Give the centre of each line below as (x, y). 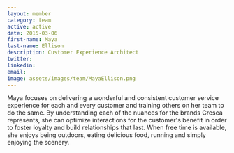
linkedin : (22, 65)
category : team (29, 20)
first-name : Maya (32, 40)
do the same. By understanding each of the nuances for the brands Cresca (115, 113)
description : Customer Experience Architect (73, 53)
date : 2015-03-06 (32, 33)
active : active (29, 26)
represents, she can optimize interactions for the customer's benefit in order (117, 120)
